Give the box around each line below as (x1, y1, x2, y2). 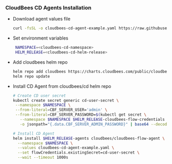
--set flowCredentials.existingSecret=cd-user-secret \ (17, 150, 140, 155)
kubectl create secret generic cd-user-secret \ (12, 98, 119, 103)
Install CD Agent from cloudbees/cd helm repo (12, 83, 111, 89)
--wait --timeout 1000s (17, 155, 68, 160)
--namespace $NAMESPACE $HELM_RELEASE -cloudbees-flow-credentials (20, 117, 165, 122)
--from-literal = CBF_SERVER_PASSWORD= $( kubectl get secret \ (15, 112, 147, 117)
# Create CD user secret (12, 93, 66, 98)
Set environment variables (12, 35, 68, 41)
